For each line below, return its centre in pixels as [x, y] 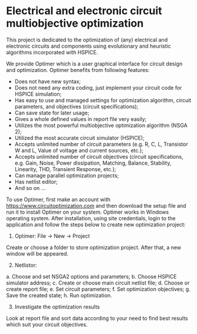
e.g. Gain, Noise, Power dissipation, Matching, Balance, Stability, [93, 163]
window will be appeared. [37, 253]
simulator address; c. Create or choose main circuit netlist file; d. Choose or [98, 283]
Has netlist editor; [36, 182]
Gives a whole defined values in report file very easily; [81, 119]
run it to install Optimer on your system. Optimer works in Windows [88, 212]
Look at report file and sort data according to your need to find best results [97, 318]
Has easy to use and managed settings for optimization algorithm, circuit [103, 100]
